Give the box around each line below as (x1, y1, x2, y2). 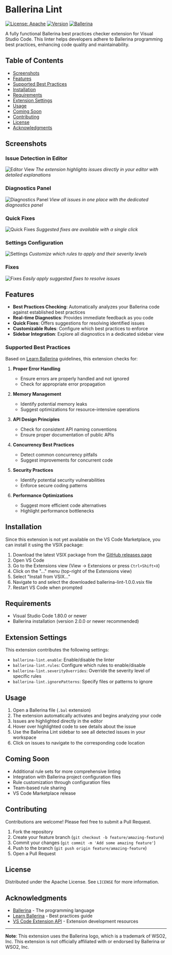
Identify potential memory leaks (20, 400, 88, 407)
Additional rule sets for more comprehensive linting (12, 768, 121, 774)
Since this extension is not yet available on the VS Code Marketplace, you (5, 536, 161, 542)
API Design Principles (12, 416, 60, 422)
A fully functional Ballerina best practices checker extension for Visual (5, 30, 154, 36)
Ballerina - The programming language (12, 907, 95, 913)
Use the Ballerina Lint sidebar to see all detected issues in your (12, 729, 146, 735)
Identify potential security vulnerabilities (20, 476, 105, 483)
